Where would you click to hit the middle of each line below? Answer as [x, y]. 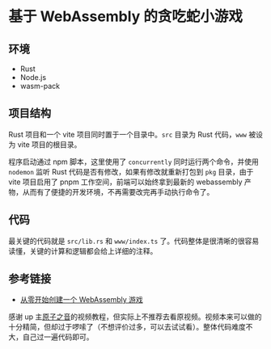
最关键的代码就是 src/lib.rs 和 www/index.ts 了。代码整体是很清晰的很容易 [134, 241]
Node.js [33, 77]
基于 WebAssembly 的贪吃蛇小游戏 [125, 17]
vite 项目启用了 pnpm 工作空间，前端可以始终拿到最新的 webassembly [125, 182]
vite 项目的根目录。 [49, 144]
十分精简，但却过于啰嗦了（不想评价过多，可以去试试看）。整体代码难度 [127, 327]
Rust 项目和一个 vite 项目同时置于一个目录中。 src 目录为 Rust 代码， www [127, 134]
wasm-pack [40, 86]
